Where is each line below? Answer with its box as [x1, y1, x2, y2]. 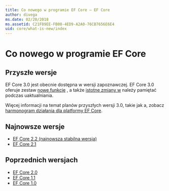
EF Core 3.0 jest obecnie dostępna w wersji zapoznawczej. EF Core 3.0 [5, 82, 154, 88]
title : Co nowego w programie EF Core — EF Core [5, 7, 110, 13]
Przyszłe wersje [5, 68, 57, 77]
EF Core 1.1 [12, 174, 36, 180]
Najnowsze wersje [5, 122, 65, 131]
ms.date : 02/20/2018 [5, 17, 49, 22]
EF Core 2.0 [12, 169, 38, 175]
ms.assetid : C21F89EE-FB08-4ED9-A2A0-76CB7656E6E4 [5, 21, 115, 27]
